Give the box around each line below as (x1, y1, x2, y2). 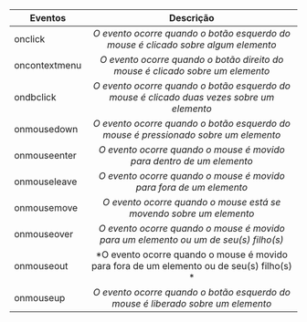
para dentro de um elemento (131, 155, 253, 167)
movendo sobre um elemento (129, 207, 255, 220)
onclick (14, 33, 46, 45)
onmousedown (14, 123, 79, 135)
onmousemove (14, 202, 79, 213)
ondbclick (14, 91, 57, 103)
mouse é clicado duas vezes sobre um (109, 91, 275, 103)
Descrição (168, 12, 215, 24)
